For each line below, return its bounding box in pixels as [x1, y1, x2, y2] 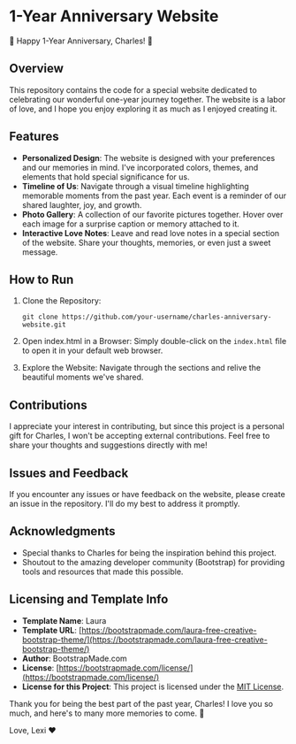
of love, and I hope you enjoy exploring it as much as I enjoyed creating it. [9, 104, 277, 114]
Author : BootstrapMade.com [21, 653, 128, 663]
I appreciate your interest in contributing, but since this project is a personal [9, 421, 285, 432]
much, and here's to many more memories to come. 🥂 [9, 708, 205, 718]
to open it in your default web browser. [21, 345, 163, 356]
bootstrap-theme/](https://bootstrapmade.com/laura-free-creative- [21, 634, 268, 645]
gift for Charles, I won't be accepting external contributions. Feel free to [9, 431, 270, 441]
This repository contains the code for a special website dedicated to [9, 84, 258, 95]
